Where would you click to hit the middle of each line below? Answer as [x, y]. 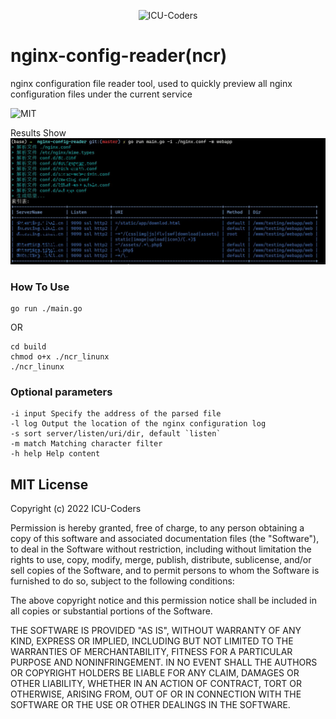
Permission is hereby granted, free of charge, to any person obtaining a [157, 528]
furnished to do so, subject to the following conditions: [122, 581]
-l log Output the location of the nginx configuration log [138, 424]
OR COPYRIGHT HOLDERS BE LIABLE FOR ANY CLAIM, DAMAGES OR [155, 673]
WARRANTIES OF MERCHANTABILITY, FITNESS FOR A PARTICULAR [151, 652]
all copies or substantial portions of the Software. [111, 611]
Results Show [38, 132]
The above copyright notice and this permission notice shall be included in [163, 601]
